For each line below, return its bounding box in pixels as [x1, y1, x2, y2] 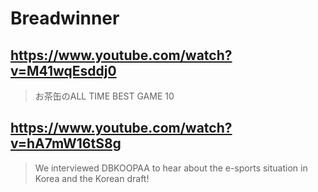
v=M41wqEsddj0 [10, 62, 117, 79]
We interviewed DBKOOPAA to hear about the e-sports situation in [34, 162, 308, 174]
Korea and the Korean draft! [34, 172, 150, 184]
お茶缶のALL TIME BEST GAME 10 [34, 90, 175, 102]
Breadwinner [10, 7, 120, 30]
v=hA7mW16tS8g [10, 135, 122, 152]
